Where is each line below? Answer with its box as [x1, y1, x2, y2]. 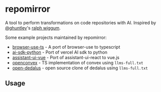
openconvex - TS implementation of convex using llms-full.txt [12, 60, 144, 65]
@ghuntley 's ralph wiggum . [5, 25, 61, 31]
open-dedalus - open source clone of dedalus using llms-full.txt [12, 65, 148, 71]
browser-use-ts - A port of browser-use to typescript [12, 44, 121, 50]
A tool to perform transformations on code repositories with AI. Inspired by [5, 20, 157, 26]
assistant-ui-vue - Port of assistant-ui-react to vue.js [12, 54, 120, 60]
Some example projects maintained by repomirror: [5, 34, 107, 40]
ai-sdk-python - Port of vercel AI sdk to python [12, 49, 107, 55]
